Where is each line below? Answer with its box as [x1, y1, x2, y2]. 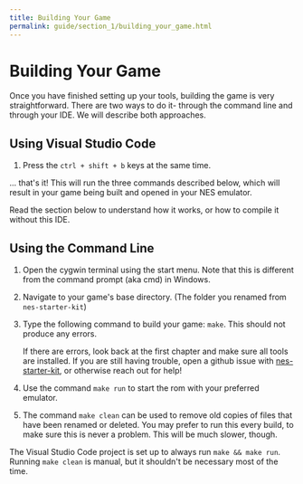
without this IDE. [9, 214, 71, 225]
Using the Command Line [9, 241, 155, 256]
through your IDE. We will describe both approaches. [9, 109, 206, 120]
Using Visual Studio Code [9, 136, 156, 151]
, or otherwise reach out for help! [59, 365, 183, 376]
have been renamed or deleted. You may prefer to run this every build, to [22, 420, 294, 431]
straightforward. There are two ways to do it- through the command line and [9, 100, 293, 111]
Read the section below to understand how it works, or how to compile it [9, 204, 279, 215]
